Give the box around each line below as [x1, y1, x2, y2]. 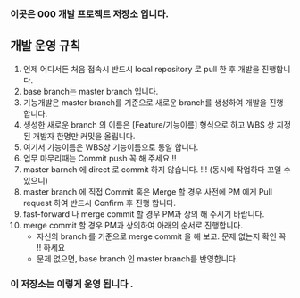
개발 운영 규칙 [10, 38, 81, 54]
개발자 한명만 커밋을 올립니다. [32, 130, 136, 141]
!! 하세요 [36, 242, 66, 252]
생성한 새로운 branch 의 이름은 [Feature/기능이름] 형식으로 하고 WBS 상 [22, 119, 275, 130]
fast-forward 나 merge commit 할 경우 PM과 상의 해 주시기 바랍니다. [22, 208, 265, 219]
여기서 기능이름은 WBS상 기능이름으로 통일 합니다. [22, 141, 199, 153]
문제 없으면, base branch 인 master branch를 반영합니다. [36, 252, 238, 264]
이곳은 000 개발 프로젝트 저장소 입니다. [10, 7, 169, 20]
